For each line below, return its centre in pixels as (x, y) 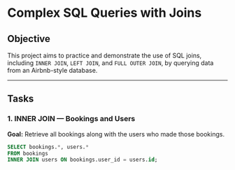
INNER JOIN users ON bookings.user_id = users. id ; (83, 160)
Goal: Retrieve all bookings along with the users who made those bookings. (116, 134)
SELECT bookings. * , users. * (48, 147)
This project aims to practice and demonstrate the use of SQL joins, (105, 55)
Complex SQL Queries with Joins (105, 13)
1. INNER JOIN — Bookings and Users (71, 119)
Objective (29, 39)
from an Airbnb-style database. (52, 70)
